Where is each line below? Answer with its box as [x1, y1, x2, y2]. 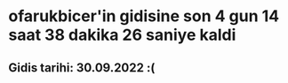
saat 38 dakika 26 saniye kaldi [8, 25, 236, 45]
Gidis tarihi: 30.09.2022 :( [8, 60, 156, 75]
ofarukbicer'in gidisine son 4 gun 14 [8, 6, 280, 26]
